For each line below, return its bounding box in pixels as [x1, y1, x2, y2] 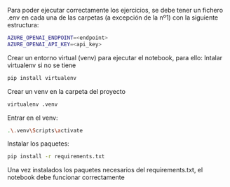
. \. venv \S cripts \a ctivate [7, 127, 83, 134]
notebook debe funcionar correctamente [7, 173, 125, 181]
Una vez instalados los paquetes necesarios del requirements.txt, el [7, 166, 203, 174]
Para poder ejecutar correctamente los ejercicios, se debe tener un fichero [7, 6, 223, 14]
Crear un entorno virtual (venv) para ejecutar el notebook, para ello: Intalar [7, 53, 223, 62]
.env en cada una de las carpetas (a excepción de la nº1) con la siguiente [7, 13, 219, 22]
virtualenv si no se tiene [7, 61, 76, 69]
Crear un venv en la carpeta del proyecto [7, 87, 126, 95]
